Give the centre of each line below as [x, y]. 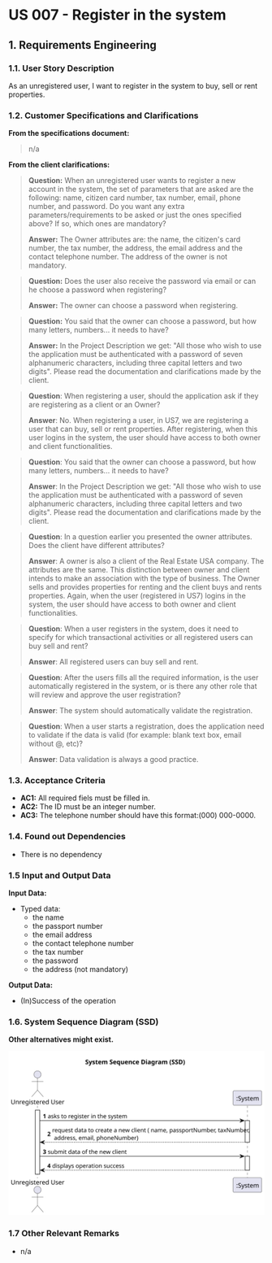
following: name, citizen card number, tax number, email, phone [134, 198]
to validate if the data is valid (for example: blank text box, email [135, 735]
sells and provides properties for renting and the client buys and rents [145, 587]
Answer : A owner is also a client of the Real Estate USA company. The [146, 561]
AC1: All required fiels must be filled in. [85, 798]
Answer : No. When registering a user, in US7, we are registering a [138, 420]
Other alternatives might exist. [61, 1039]
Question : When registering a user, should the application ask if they [143, 396]
